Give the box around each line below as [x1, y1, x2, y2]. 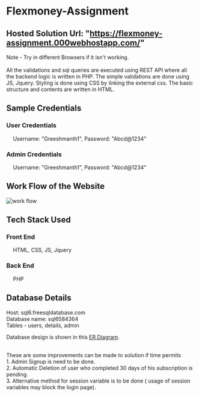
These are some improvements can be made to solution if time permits [6, 351, 182, 358]
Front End [6, 233, 35, 241]
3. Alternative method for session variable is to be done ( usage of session [6, 377, 191, 384]
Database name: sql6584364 [6, 315, 79, 322]
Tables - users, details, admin [6, 322, 79, 329]
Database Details [6, 293, 72, 303]
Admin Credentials [6, 150, 62, 158]
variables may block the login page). [6, 383, 96, 390]
